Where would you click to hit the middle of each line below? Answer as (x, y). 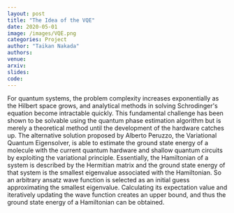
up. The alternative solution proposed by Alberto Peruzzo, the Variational (112, 135)
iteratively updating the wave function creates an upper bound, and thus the (117, 195)
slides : (19, 72)
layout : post (26, 14)
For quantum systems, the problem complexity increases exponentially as (113, 98)
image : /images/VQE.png (42, 33)
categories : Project (37, 40)
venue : (17, 59)
